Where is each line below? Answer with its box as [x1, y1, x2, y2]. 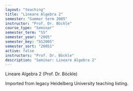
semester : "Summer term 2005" [5, 16, 68, 21]
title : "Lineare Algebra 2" [5, 12, 64, 17]
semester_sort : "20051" [5, 44, 55, 49]
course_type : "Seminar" [5, 26, 55, 30]
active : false [5, 48, 35, 53]
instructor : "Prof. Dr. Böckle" [5, 21, 72, 26]
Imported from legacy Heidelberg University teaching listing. [5, 81, 129, 87]
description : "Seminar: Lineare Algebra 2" [5, 58, 97, 62]
